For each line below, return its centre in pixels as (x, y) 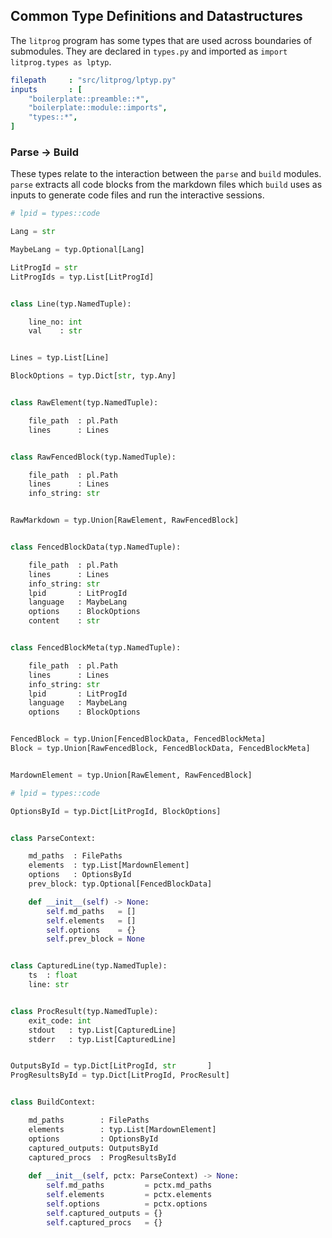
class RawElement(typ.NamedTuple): (84, 403)
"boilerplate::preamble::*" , (89, 99)
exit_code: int (60, 1020)
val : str (55, 331)
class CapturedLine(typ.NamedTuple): (89, 966)
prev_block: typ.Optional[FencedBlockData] (120, 884)
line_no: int (55, 322)
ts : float (53, 975)
